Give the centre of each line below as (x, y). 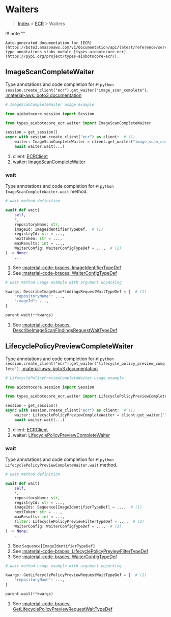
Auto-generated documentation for (42, 43)
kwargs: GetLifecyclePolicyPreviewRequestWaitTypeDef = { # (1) (76, 575)
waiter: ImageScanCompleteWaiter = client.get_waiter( (74, 142)
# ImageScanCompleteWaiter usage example (50, 104)
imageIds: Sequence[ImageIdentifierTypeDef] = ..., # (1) (78, 508)
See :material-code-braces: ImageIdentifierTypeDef (67, 268)
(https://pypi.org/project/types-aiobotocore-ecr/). (62, 56)
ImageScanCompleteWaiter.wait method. (47, 192)
